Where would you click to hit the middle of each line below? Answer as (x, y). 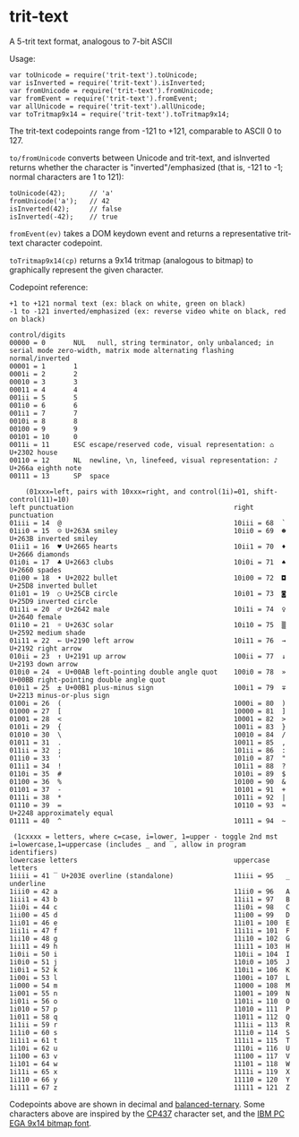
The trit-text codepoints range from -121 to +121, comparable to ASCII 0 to (145, 131)
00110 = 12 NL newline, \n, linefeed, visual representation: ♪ (144, 460)
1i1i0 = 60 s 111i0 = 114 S (150, 1032)
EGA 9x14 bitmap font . (51, 1123)
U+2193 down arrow (43, 664)
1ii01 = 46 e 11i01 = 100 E (150, 923)
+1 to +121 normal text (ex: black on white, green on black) (128, 303)
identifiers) (34, 852)
